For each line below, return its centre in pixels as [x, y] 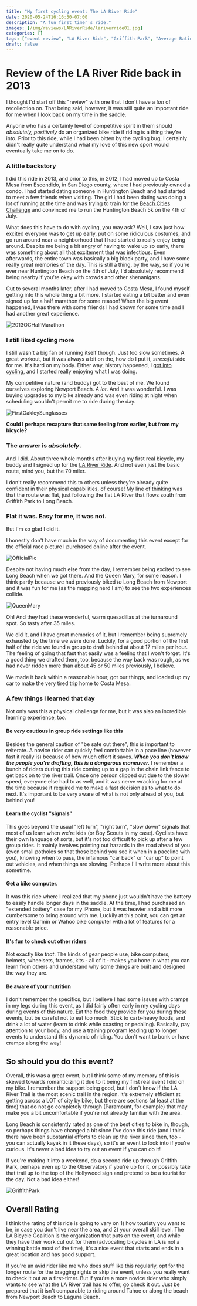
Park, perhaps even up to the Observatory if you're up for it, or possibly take [98, 1167]
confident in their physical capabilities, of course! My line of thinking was [94, 489]
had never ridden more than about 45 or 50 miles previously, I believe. [91, 666]
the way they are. [27, 973]
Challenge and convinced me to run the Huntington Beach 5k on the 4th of [96, 210]
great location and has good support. [51, 1254]
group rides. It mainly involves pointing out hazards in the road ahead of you [98, 845]
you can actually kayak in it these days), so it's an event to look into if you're [98, 1143]
